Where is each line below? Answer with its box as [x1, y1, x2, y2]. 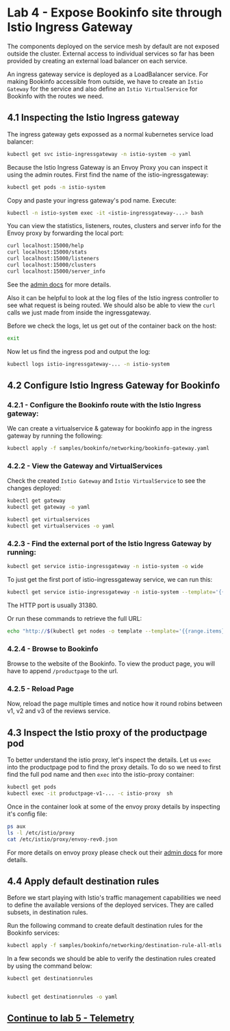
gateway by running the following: [7, 431, 103, 440]
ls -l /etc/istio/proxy [7, 829, 75, 836]
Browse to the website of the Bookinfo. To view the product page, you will [7, 659, 216, 668]
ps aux [7, 823, 26, 830]
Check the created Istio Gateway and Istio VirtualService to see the [7, 477, 206, 485]
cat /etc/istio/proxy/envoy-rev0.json [7, 836, 118, 843]
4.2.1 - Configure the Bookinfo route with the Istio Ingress [7, 400, 202, 409]
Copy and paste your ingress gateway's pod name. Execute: [7, 196, 177, 204]
